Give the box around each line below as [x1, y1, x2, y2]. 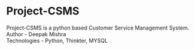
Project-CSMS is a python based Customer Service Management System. [6, 24, 190, 31]
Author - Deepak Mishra [6, 30, 66, 37]
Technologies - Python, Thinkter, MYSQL [6, 37, 108, 44]
